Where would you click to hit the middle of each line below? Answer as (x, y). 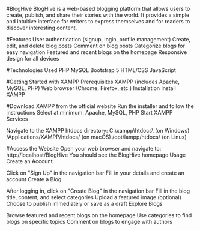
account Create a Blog (34, 179)
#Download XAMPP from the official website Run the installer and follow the (100, 106)
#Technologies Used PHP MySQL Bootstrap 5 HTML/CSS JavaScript (91, 70)
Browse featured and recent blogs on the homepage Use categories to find (99, 215)
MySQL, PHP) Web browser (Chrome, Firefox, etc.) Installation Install (91, 88)
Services (17, 119)
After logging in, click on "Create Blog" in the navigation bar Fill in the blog (98, 191)
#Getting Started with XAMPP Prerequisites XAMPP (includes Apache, (93, 82)
